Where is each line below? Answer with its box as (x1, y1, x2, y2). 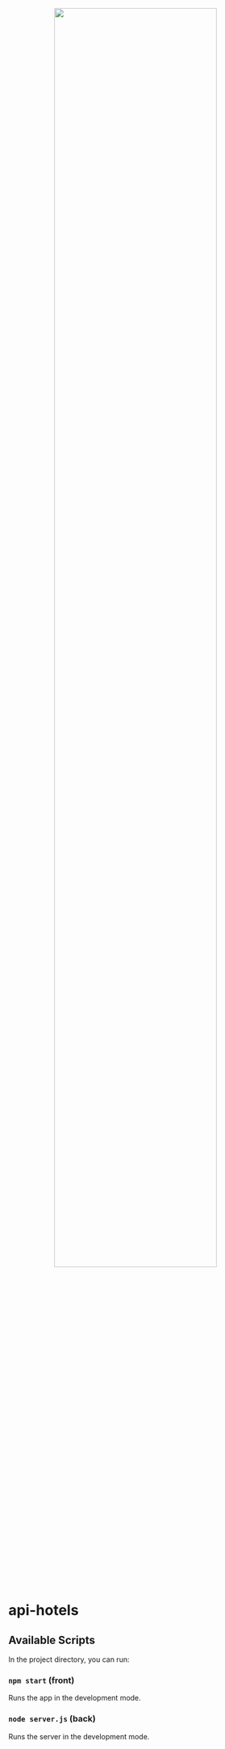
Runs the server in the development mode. (8, 1731, 150, 1741)
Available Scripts (8, 1633, 95, 1646)
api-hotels (8, 1601, 79, 1620)
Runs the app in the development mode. (8, 1693, 141, 1703)
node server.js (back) (8, 1713, 96, 1725)
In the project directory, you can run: (8, 1655, 130, 1664)
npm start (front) (8, 1675, 75, 1686)
